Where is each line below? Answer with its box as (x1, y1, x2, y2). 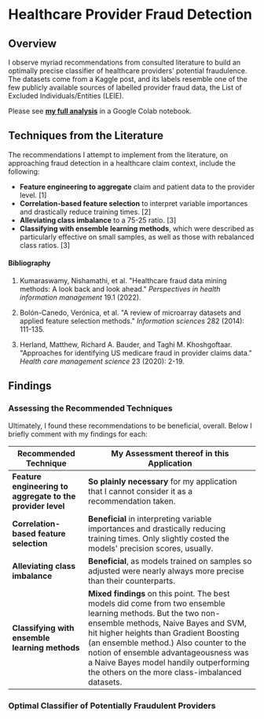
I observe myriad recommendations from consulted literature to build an (8, 57, 241, 67)
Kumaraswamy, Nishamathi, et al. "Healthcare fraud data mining (19, 276, 227, 286)
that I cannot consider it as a (87, 485, 193, 496)
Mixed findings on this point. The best (87, 588, 230, 599)
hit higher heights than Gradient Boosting (87, 627, 240, 638)
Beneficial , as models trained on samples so (87, 555, 252, 566)
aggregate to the (12, 490, 76, 501)
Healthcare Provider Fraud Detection (8, 6, 253, 24)
